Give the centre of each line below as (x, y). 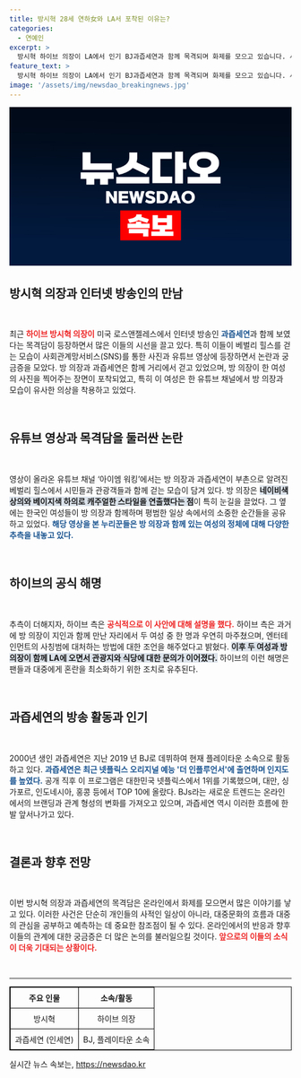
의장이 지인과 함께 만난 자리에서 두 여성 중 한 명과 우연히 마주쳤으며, (146, 635)
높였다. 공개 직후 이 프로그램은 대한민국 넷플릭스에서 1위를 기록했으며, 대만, (149, 780)
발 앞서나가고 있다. (42, 814)
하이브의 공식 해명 (56, 583)
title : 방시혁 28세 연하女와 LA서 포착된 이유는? (90, 19)
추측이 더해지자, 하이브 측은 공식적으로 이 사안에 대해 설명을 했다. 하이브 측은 (142, 624)
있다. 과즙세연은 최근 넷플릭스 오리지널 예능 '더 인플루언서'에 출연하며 (146, 769)
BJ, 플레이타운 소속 (116, 1039)
